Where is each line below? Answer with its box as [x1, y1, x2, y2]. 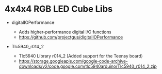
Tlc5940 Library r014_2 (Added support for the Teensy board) [18, 53, 143, 59]
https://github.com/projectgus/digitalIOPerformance [18, 34, 123, 40]
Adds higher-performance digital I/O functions [18, 29, 112, 35]
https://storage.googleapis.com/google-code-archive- [18, 58, 128, 64]
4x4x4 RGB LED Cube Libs [4, 3, 113, 15]
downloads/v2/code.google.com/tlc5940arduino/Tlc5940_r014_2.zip [18, 63, 157, 69]
